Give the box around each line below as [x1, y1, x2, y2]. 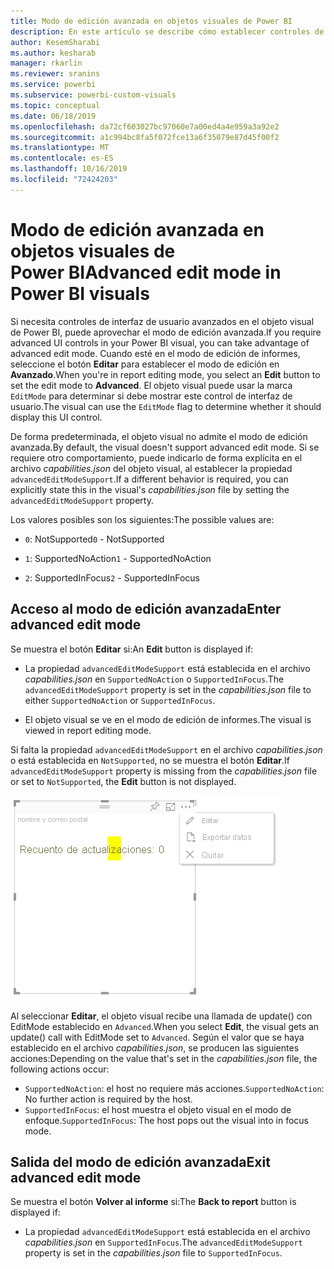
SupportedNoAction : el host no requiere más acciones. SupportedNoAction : [24, 1082, 325, 1094]
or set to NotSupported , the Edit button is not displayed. [10, 775, 237, 787]
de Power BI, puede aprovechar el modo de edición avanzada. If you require [10, 326, 322, 338]
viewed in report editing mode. [24, 724, 152, 736]
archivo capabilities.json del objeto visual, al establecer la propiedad [10, 462, 293, 474]
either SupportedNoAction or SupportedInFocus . [24, 694, 216, 706]
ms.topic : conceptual [10, 100, 101, 110]
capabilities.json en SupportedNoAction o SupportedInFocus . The [24, 673, 285, 685]
